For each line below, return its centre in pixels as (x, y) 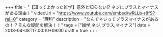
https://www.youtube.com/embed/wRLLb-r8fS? (107, 13)
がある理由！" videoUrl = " (32, 13)
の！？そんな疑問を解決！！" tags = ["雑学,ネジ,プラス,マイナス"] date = (78, 25)
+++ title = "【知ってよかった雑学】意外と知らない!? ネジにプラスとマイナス (82, 7)
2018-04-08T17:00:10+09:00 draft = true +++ (51, 31)
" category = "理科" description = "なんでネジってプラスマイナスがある (87, 19)
